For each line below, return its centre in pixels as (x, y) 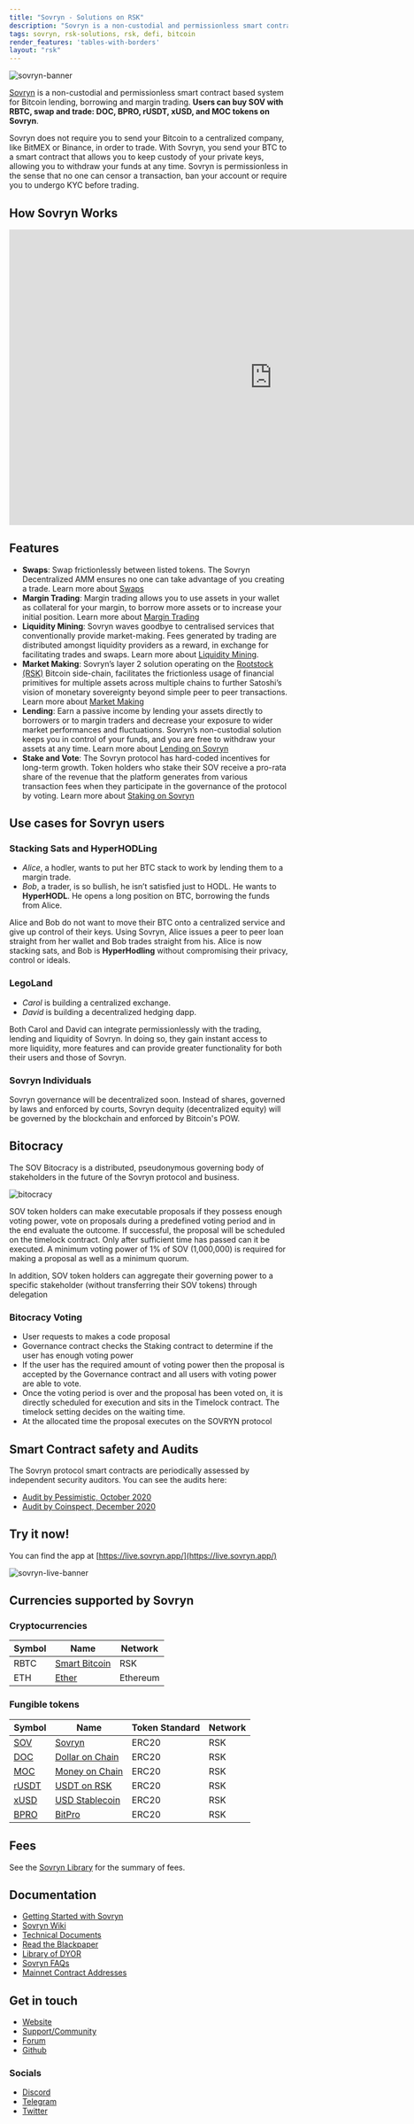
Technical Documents (61, 1935)
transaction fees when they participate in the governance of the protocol (154, 786)
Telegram (39, 2102)
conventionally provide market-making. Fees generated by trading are (149, 635)
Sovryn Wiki (44, 1926)
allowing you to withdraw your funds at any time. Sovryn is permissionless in (149, 167)
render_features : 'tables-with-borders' (85, 42)
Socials (25, 2074)
